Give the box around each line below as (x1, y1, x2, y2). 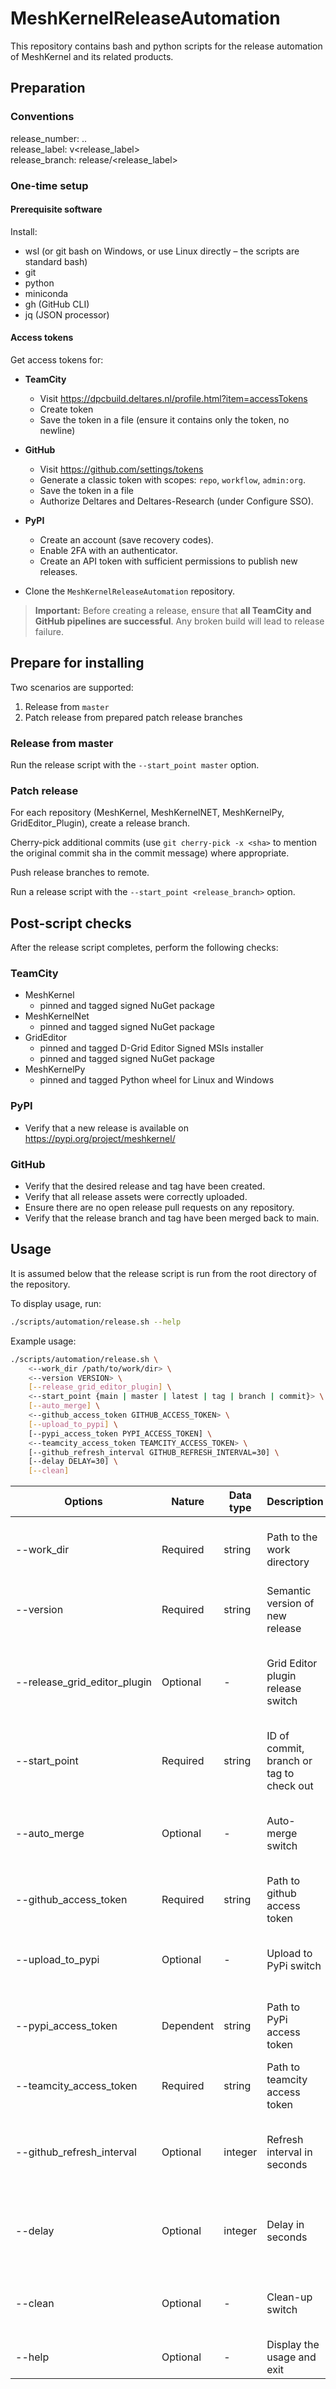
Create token (39, 403, 94, 415)
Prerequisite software (10, 203, 103, 216)
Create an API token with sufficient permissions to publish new (39, 555, 298, 567)
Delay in (266, 2218, 305, 2232)
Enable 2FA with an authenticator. (39, 544, 178, 556)
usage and (266, 2350, 317, 2364)
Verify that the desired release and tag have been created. (24, 1180, 266, 1192)
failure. (34, 625, 64, 637)
